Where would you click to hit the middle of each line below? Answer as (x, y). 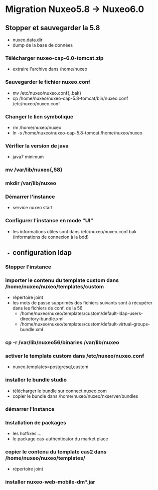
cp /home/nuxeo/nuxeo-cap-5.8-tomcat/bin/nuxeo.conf (70, 98)
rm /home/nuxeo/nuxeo (37, 127)
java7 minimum (28, 157)
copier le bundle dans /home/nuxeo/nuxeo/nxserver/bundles (75, 396)
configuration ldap (42, 253)
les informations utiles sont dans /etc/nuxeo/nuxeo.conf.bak (74, 231)
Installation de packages (36, 422)
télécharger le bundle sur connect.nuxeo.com (59, 391)
